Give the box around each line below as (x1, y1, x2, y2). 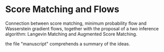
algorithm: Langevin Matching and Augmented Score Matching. (5, 31, 138, 37)
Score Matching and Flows (5, 4, 119, 15)
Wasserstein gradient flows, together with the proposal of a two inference (5, 25, 159, 31)
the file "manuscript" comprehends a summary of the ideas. (5, 40, 131, 46)
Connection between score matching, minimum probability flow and (5, 20, 147, 26)
